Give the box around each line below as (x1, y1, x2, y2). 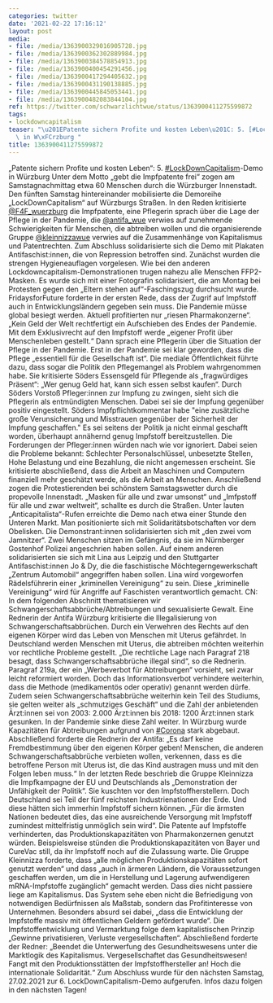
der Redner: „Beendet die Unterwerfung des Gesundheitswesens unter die (8, 941, 258, 951)
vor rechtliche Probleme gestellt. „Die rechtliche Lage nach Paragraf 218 (8, 647, 250, 657)
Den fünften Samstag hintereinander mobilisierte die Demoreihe (8, 189, 222, 199)
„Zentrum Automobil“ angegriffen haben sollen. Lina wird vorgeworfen (8, 569, 244, 579)
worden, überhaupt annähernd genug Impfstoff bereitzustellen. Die (8, 431, 233, 440)
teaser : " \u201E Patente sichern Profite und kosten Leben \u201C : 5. (8, 125, 245, 134)
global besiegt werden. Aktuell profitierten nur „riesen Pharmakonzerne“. (8, 310, 252, 320)
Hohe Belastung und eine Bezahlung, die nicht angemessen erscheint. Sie (8, 457, 256, 466)
